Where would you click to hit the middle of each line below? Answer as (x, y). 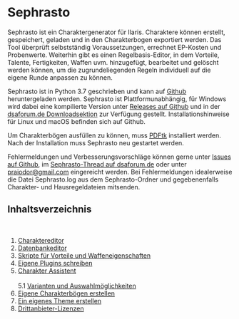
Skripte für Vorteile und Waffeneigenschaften (84, 255)
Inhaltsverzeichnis (50, 210)
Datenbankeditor (42, 248)
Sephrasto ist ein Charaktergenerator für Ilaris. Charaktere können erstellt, (117, 32)
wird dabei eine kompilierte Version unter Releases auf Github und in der (114, 106)
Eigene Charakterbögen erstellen (66, 293)
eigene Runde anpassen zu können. (60, 77)
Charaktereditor (41, 240)
